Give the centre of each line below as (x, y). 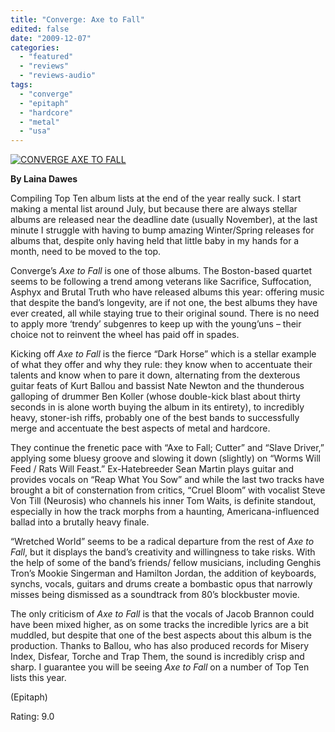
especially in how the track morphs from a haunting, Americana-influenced (165, 512)
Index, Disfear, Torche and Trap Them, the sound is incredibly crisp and (157, 657)
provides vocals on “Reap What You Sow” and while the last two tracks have (167, 480)
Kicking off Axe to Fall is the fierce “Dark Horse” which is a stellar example (163, 354)
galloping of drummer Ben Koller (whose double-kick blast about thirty (155, 397)
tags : (21, 85)
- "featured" (46, 57)
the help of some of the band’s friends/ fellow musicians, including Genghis (166, 563)
